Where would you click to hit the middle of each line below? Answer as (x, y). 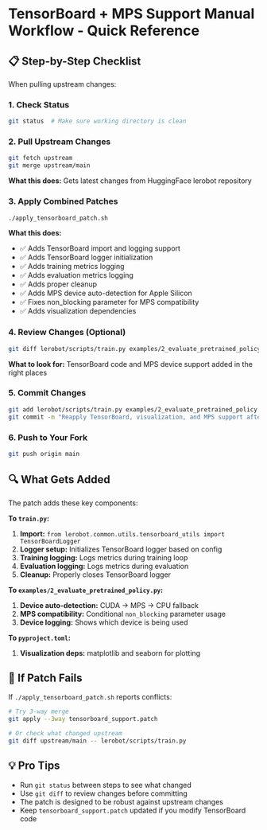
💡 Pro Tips (34, 766)
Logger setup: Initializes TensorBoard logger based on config (121, 549)
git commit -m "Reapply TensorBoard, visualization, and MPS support (126, 417)
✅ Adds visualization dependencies (78, 311)
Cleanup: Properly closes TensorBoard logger (95, 575)
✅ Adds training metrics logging (72, 267)
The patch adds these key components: (73, 503)
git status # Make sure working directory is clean (97, 121)
